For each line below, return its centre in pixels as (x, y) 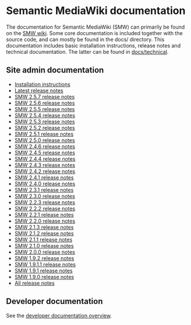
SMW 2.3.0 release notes (45, 196)
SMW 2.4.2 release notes (45, 171)
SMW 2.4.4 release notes (45, 158)
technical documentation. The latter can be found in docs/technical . (87, 51)
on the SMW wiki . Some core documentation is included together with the (94, 33)
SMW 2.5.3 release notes (45, 122)
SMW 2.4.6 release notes (45, 146)
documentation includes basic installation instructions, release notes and (93, 46)
